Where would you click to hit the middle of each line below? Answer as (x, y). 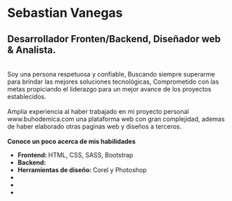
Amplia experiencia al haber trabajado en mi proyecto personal (98, 111)
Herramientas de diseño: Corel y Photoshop (82, 170)
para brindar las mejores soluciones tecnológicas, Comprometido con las (113, 82)
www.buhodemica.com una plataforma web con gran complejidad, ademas (116, 119)
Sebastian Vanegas (65, 13)
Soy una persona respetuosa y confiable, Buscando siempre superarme (111, 74)
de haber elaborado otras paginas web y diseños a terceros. (95, 127)
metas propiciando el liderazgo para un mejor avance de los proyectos (109, 89)
